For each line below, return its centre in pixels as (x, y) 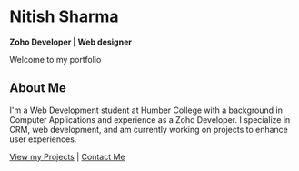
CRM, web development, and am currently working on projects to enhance (149, 129)
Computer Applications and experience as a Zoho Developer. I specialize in (150, 119)
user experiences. (43, 139)
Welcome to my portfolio (55, 59)
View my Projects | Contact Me (67, 156)
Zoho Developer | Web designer (70, 42)
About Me (38, 88)
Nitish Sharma (64, 17)
